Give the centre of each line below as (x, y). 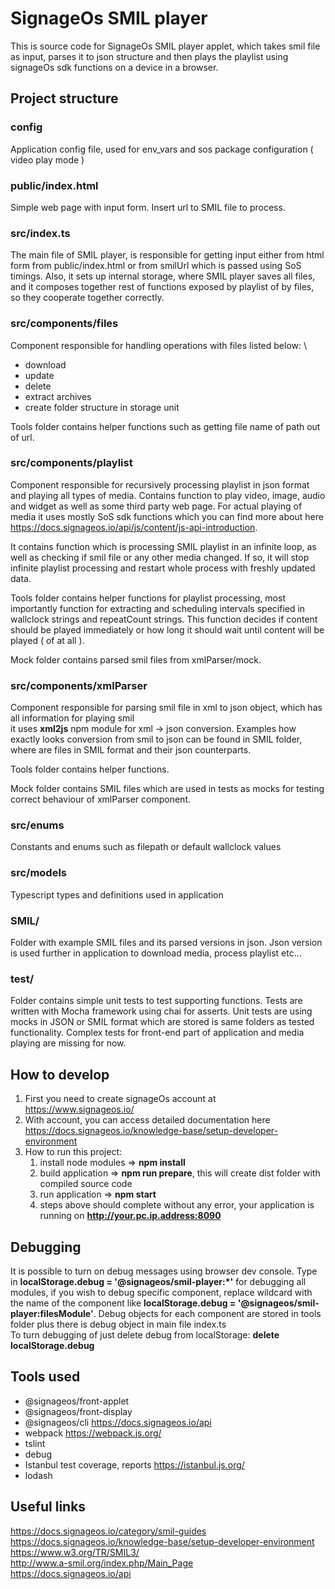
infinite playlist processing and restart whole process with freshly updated (163, 568)
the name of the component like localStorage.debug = (123, 1303)
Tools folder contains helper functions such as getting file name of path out (165, 426)
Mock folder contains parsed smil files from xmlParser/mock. (136, 659)
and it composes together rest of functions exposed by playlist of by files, (162, 287)
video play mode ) (47, 159)
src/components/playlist (71, 463)
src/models (39, 873)
